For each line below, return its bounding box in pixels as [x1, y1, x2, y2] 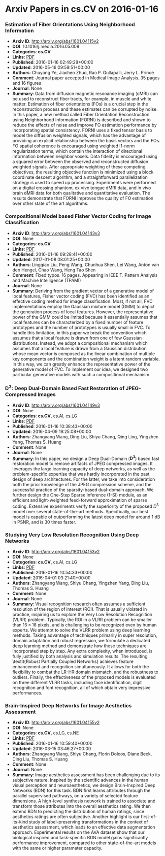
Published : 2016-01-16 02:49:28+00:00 [12, 59, 94, 65]
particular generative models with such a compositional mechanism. [12, 371, 151, 377]
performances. [12, 690, 43, 696]
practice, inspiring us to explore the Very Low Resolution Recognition [12, 612, 153, 618]
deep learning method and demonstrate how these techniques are [12, 643, 147, 649]
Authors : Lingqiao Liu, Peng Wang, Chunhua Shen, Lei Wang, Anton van [12, 262, 159, 267]
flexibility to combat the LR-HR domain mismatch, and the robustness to [12, 669, 159, 675]
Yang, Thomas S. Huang [12, 439, 62, 445]
